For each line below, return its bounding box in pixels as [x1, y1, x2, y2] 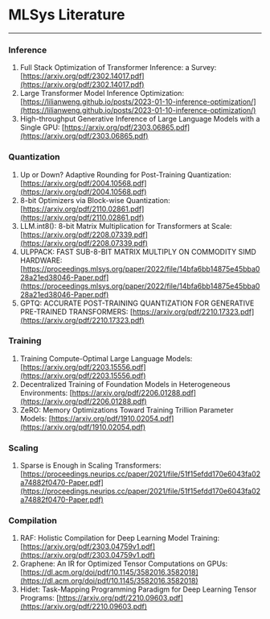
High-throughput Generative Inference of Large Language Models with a [19, 114, 260, 124]
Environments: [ [19, 388, 72, 397]
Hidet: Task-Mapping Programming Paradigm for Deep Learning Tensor [19, 584, 257, 594]
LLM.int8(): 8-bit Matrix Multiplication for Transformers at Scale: [19, 221, 232, 231]
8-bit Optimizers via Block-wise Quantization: [19, 195, 170, 205]
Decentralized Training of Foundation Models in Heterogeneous [19, 379, 231, 388]
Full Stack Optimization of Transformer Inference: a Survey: [19, 63, 217, 73]
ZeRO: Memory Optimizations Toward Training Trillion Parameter [19, 405, 234, 414]
